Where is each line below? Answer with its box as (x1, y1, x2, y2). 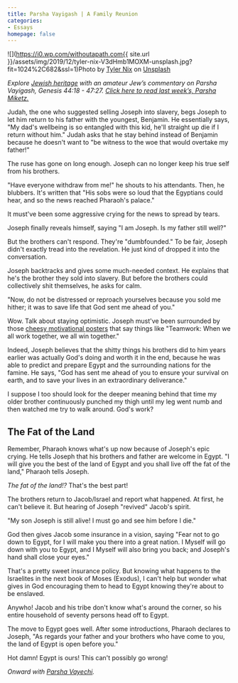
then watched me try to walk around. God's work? (7, 405, 154, 414)
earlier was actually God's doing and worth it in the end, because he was (7, 354, 221, 362)
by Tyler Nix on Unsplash (97, 65, 171, 73)
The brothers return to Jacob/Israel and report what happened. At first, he (7, 495, 224, 503)
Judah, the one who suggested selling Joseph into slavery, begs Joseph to (7, 108, 227, 116)
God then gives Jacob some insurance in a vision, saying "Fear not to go (7, 530, 220, 539)
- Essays (7, 24, 33, 31)
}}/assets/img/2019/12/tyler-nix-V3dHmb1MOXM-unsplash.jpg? (7, 58, 193, 66)
